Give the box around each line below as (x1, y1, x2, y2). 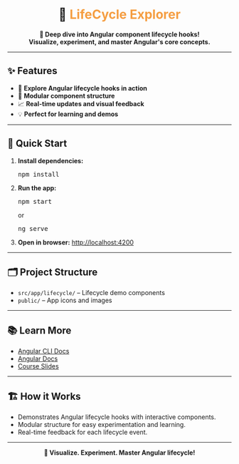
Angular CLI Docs (17, 347, 70, 356)
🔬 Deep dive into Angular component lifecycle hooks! (39, 30, 200, 38)
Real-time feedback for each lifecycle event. (17, 428, 148, 436)
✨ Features (7, 65, 58, 77)
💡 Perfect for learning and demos (17, 110, 119, 118)
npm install (17, 170, 60, 178)
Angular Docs (17, 354, 58, 363)
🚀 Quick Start (7, 138, 68, 150)
